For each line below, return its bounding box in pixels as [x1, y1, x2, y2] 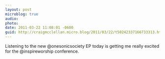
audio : [5, 16, 19, 21]
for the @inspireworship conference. [5, 48, 80, 54]
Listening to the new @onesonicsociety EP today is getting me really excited [5, 43, 160, 49]
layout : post [5, 7, 32, 12]
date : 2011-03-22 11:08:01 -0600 [5, 25, 74, 30]
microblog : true [5, 12, 38, 17]
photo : [5, 20, 19, 26]
